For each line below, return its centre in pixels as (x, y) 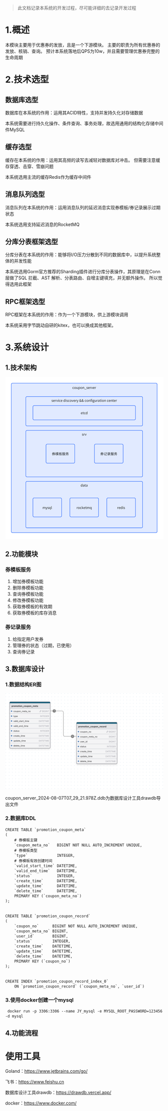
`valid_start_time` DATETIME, (46, 866)
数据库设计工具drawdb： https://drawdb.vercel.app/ (58, 1092)
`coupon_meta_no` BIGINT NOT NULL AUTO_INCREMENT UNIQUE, (78, 845)
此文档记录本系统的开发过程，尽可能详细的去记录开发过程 (77, 8)
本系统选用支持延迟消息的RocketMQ (42, 224)
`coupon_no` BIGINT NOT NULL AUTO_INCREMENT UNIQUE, (76, 926)
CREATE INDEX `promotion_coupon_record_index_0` (57, 981)
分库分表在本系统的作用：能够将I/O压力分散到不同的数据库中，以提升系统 (81, 255)
